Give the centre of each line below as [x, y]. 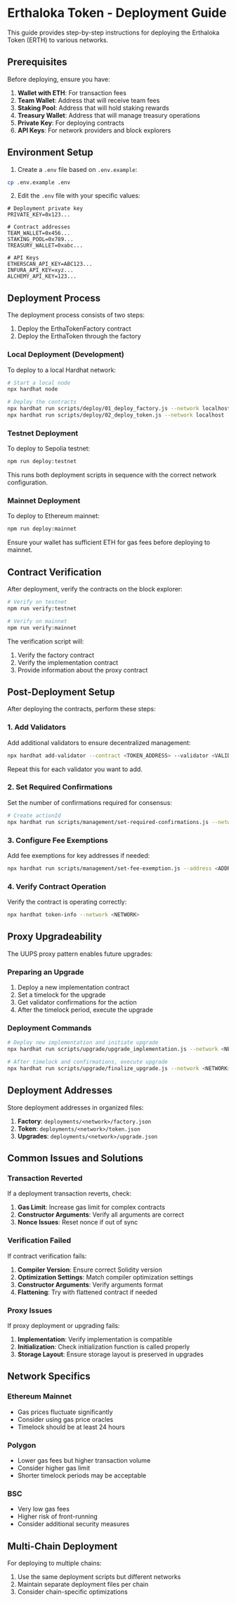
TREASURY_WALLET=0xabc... [45, 246]
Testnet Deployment [43, 433]
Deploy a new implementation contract [73, 988]
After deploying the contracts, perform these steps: [81, 709]
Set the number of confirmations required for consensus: [90, 802]
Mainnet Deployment [44, 500]
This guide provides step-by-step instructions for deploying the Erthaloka [113, 32]
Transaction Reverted [45, 1178]
